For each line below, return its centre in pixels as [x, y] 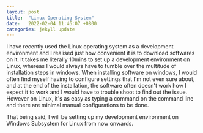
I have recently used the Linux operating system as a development [90, 47]
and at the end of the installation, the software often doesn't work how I [96, 86]
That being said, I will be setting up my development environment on [93, 117]
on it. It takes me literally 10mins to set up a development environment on [98, 59]
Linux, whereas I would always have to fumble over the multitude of [91, 66]
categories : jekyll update [41, 29]
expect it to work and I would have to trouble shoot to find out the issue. [97, 92]
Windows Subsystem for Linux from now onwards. [70, 124]
